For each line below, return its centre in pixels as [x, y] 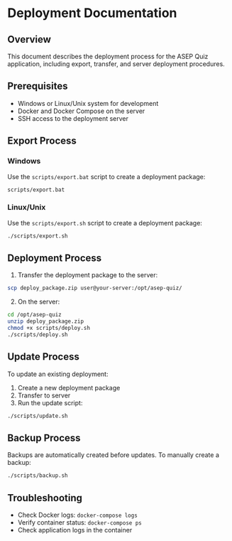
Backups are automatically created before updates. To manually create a [114, 455]
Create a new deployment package [69, 387]
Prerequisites [38, 86]
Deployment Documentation [92, 13]
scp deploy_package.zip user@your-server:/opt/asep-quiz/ [95, 288]
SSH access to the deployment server [73, 118]
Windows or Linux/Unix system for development [88, 103]
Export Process [42, 141]
